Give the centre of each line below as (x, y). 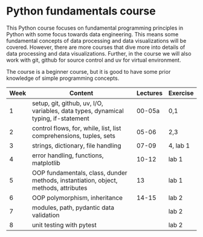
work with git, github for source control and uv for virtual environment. (94, 60)
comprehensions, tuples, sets (74, 135)
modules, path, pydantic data (73, 207)
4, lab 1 (179, 145)
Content (81, 93)
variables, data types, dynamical (78, 111)
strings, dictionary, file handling (77, 145)
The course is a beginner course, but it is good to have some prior (89, 71)
